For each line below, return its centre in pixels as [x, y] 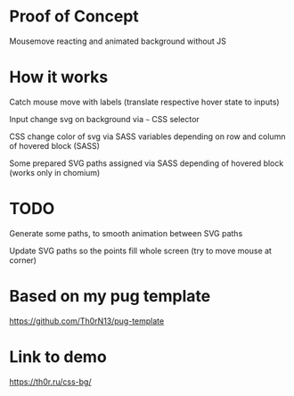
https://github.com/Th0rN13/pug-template [87, 321]
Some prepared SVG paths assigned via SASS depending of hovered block [147, 163]
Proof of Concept [74, 16]
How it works [59, 77]
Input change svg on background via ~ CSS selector [105, 119]
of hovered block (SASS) [55, 145]
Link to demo [58, 356]
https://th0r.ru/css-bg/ [50, 382]
